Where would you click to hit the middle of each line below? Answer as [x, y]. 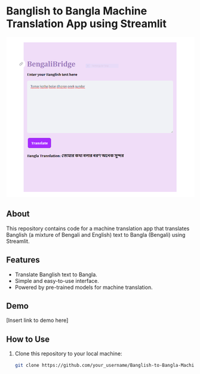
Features [23, 260]
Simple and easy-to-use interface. [57, 280]
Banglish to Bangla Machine [77, 11]
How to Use [28, 339]
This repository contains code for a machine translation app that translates [98, 228]
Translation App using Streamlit [87, 24]
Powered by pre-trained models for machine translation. [84, 287]
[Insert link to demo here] [37, 320]
